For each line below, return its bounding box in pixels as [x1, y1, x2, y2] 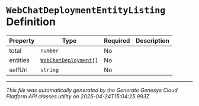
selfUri [9, 66, 28, 74]
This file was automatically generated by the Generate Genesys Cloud [6, 86, 178, 94]
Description [136, 36, 170, 44]
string [40, 66, 59, 73]
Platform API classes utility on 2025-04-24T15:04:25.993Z [6, 92, 150, 99]
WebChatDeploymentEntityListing [6, 5, 166, 16]
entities [9, 56, 30, 64]
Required [104, 36, 130, 44]
